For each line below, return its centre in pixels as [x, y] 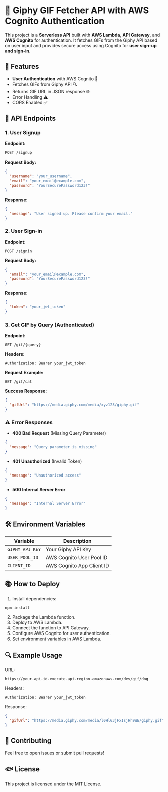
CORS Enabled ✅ [30, 102]
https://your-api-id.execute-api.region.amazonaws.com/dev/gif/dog [77, 679]
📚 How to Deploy [33, 584]
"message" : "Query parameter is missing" [53, 447]
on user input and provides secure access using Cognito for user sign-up [81, 45]
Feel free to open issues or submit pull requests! [55, 753]
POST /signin [19, 251]
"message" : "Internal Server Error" [48, 504]
